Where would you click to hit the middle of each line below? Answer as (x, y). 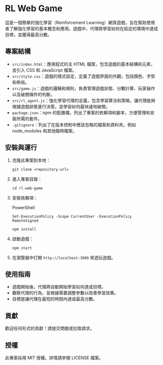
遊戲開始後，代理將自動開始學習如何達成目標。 (59, 287)
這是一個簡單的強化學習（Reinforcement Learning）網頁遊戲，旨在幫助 (76, 22)
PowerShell (23, 207)
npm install (24, 229)
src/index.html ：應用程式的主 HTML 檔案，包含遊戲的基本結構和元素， (83, 64)
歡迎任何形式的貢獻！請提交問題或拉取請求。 (50, 329)
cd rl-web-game (27, 188)
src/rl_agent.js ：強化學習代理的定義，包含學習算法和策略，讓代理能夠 (84, 100)
